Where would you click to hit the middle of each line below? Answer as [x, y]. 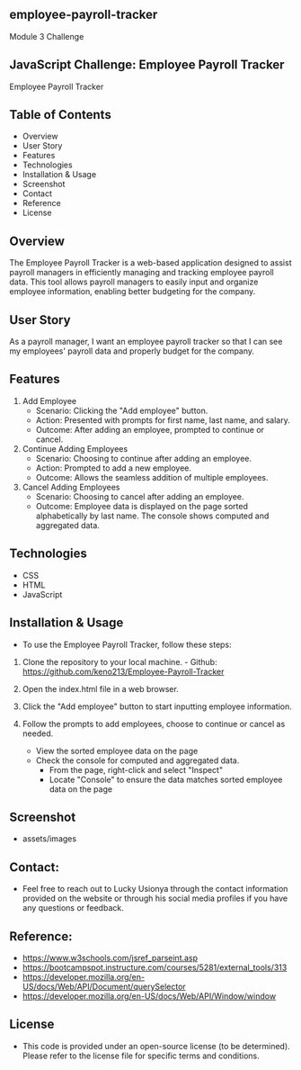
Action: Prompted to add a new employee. [113, 468]
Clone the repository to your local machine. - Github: [120, 661]
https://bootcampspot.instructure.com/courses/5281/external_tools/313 [155, 967]
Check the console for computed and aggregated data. [137, 760]
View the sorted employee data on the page [117, 751]
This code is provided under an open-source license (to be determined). [156, 1046]
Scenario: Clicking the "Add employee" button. [122, 410]
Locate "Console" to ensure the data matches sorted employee [166, 779]
